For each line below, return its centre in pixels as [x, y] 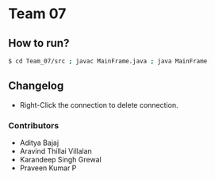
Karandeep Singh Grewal [60, 159]
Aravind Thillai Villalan [56, 150]
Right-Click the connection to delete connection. [99, 105]
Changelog [36, 86]
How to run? [39, 43]
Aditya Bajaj [39, 143]
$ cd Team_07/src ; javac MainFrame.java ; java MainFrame [108, 61]
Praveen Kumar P [48, 168]
